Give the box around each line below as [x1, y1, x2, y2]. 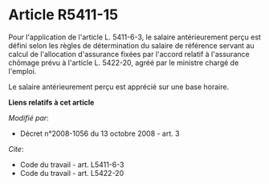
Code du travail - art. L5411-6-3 [19, 159, 124, 170]
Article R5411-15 [8, 6, 119, 24]
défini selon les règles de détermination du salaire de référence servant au [8, 40, 255, 50]
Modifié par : [8, 112, 50, 122]
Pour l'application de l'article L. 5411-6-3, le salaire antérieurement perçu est [8, 32, 261, 42]
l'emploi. [8, 66, 37, 76]
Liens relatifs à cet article [8, 97, 95, 107]
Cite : [8, 144, 24, 153]
